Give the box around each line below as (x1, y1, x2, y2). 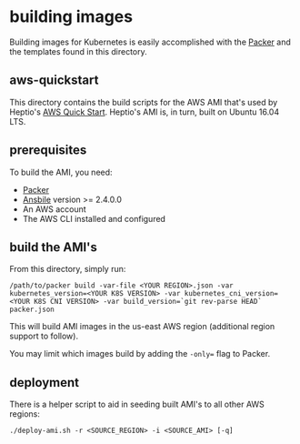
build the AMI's (9, 239, 98, 255)
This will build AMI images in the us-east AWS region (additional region (9, 321, 275, 332)
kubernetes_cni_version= (184, 289, 279, 298)
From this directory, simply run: (9, 264, 126, 275)
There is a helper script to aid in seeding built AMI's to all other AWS (9, 399, 265, 410)
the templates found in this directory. (9, 45, 147, 56)
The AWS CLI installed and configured (22, 213, 166, 224)
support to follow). (9, 330, 79, 342)
